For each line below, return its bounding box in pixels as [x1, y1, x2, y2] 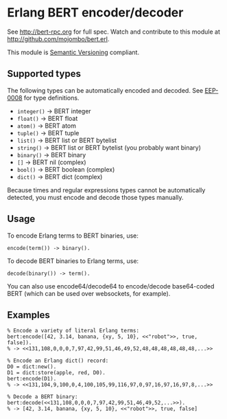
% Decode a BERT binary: [7, 394, 78, 400]
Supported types [7, 68, 81, 80]
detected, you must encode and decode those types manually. [7, 193, 184, 201]
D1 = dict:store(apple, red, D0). [7, 370, 106, 376]
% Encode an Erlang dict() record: [7, 357, 109, 365]
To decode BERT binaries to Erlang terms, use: [7, 256, 139, 265]
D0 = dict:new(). [7, 363, 57, 370]
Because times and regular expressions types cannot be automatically [7, 185, 206, 194]
